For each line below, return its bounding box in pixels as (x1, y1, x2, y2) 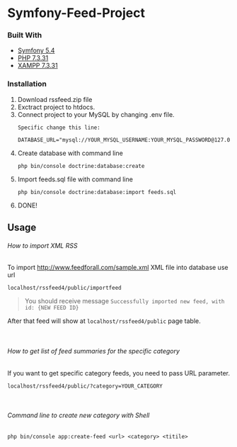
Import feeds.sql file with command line (17, 175, 133, 183)
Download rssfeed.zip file (17, 95, 93, 103)
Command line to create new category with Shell (7, 411, 150, 419)
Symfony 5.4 (17, 46, 55, 55)
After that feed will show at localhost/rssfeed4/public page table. (7, 317, 202, 325)
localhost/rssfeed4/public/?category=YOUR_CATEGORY (7, 383, 163, 390)
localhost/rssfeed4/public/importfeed (7, 285, 122, 292)
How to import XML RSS (7, 241, 78, 249)
